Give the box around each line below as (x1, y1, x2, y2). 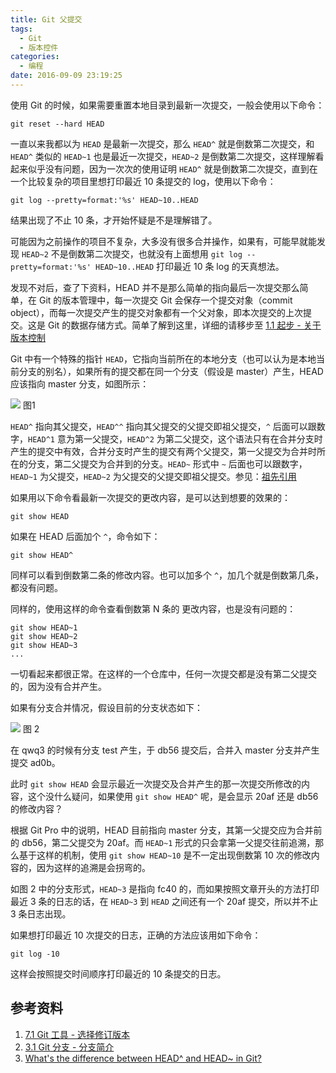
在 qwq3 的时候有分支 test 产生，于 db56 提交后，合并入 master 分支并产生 (10, 744, 320, 756)
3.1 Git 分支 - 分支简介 (24, 1041, 115, 1053)
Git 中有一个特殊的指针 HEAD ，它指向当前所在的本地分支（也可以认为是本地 (10, 352, 317, 365)
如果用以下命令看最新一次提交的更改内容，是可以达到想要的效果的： (10, 491, 291, 503)
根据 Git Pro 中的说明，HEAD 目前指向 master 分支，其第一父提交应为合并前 (10, 824, 323, 836)
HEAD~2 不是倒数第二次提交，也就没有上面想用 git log (21, 247, 243, 260)
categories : (10, 52, 60, 62)
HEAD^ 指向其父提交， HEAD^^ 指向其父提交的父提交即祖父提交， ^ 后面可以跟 (10, 420, 317, 432)
